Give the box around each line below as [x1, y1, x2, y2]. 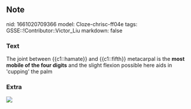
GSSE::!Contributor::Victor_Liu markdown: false [6, 27, 123, 34]
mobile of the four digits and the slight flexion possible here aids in [6, 62, 172, 69]
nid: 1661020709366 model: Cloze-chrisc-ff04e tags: [6, 20, 138, 27]
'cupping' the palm [6, 68, 53, 75]
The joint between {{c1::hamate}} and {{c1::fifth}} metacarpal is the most [6, 55, 185, 63]
